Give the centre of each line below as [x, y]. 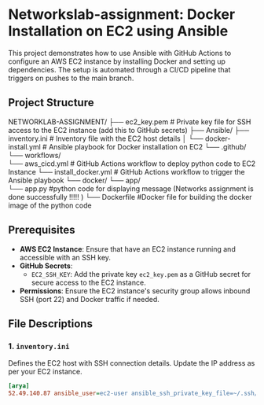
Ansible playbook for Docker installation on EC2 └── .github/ [147, 146]
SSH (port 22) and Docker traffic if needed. [89, 299]
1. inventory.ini [39, 346]
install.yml [24, 146]
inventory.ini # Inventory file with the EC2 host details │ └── [106, 138]
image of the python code [50, 205]
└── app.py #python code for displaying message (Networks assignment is [131, 188]
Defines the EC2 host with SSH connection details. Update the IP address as [132, 363]
